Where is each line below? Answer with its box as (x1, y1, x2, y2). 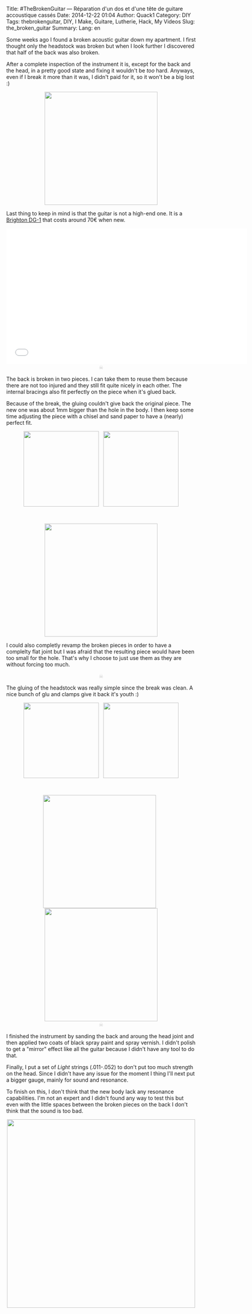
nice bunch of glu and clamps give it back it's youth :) (6, 691, 140, 697)
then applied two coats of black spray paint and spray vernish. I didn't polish (6, 1039, 196, 1046)
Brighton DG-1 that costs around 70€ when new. (6, 217, 126, 223)
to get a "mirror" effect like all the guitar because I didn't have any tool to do (6, 1046, 195, 1052)
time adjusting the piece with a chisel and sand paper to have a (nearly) (6, 413, 183, 420)
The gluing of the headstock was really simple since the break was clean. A (6, 684, 194, 691)
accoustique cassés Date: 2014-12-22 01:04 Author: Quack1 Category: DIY (6, 11, 191, 19)
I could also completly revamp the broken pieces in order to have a (6, 642, 171, 649)
